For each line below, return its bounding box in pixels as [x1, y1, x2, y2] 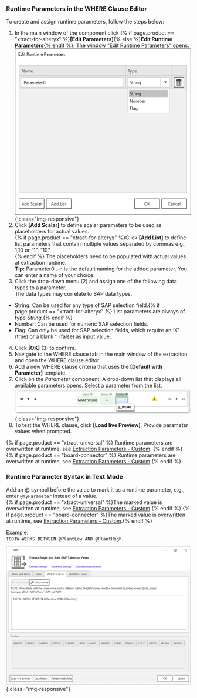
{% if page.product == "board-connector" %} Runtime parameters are [6, 452, 176, 459]
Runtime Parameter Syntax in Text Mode [6, 473, 123, 481]
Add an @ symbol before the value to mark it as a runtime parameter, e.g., [6, 486, 185, 493]
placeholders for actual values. [14, 228, 90, 235]
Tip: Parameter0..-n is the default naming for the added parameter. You [14, 265, 188, 272]
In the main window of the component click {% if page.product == [14, 29, 175, 36]
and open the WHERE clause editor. [14, 356, 101, 363]
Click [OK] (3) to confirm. [14, 344, 76, 351]
